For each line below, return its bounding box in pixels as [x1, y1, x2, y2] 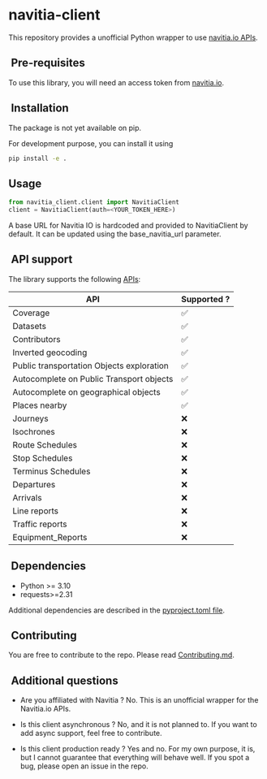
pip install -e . [8, 154, 67, 162]
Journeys [12, 413, 49, 424]
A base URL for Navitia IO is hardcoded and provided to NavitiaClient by [8, 221, 249, 230]
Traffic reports [12, 518, 67, 530]
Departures [12, 478, 56, 490]
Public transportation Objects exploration [12, 360, 169, 371]
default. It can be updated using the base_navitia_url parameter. [8, 229, 222, 239]
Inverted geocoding [12, 347, 88, 358]
